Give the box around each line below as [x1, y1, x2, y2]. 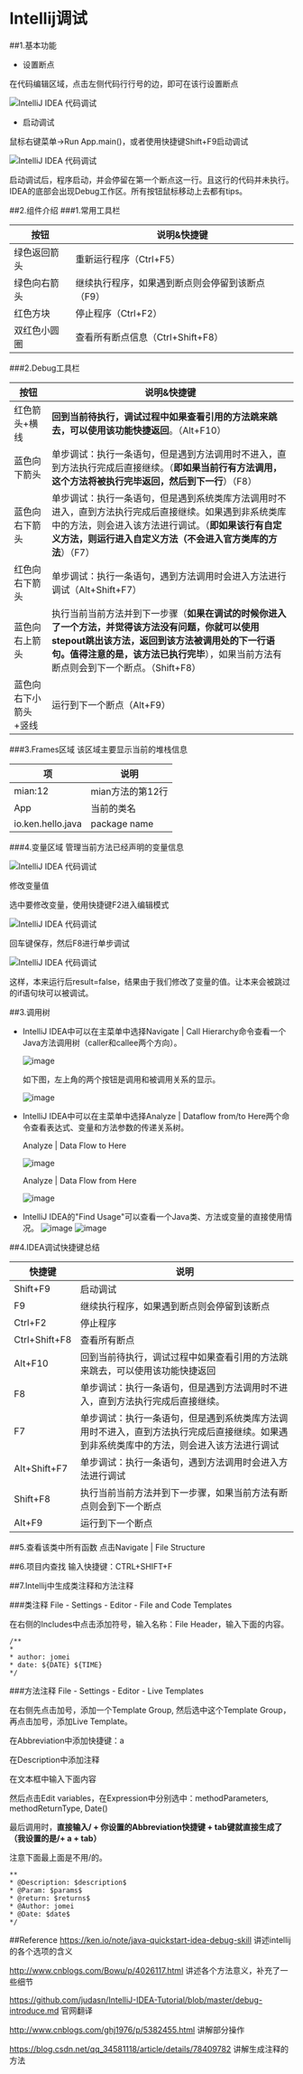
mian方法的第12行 [90, 785, 169, 797]
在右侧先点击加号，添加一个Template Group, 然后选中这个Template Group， [9, 1704, 291, 1715]
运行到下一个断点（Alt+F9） [50, 698, 171, 711]
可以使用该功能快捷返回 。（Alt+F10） [69, 424, 226, 437]
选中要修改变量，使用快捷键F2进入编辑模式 [9, 899, 170, 910]
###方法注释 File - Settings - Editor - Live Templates [9, 1685, 205, 1696]
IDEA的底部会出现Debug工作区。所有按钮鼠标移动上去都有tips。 [9, 185, 248, 196]
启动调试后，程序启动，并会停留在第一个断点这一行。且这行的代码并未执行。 [9, 174, 294, 185]
